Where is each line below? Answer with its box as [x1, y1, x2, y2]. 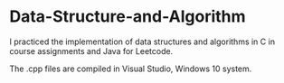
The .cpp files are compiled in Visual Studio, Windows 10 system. [9, 63, 252, 74]
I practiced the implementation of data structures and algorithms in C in [9, 36, 276, 47]
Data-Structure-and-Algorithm [9, 6, 246, 27]
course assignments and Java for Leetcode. [9, 45, 174, 56]
